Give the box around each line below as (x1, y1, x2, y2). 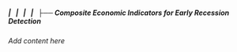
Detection (8, 16, 42, 25)
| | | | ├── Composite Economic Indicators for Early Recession (8, 8, 230, 17)
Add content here (8, 35, 66, 45)
